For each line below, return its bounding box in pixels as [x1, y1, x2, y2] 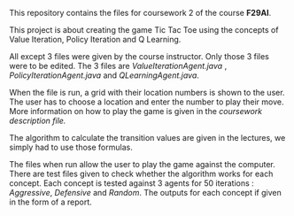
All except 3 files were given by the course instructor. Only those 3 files [9, 51, 270, 61]
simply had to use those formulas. [9, 142, 133, 152]
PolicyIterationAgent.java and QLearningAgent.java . [9, 70, 199, 81]
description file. [9, 115, 66, 126]
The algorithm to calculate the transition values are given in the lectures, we [9, 133, 286, 143]
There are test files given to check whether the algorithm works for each [9, 168, 274, 179]
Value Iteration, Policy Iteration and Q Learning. [9, 35, 182, 44]
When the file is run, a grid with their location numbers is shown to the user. [9, 88, 285, 97]
